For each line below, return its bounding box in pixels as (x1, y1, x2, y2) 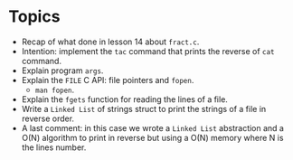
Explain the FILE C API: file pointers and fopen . (21, 74, 194, 85)
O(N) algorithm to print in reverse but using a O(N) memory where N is (21, 132, 284, 143)
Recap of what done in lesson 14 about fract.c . (21, 36, 200, 47)
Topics (8, 6, 61, 27)
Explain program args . (21, 65, 104, 76)
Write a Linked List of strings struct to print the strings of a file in (21, 103, 267, 114)
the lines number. (21, 142, 87, 153)
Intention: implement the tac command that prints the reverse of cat (21, 45, 275, 56)
